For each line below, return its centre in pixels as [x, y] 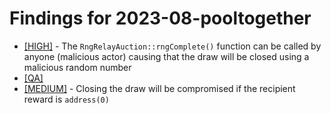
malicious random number [77, 67]
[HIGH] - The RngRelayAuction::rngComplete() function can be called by [172, 46]
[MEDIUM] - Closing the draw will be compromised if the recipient [159, 88]
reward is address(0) [66, 99]
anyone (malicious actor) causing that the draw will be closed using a [166, 56]
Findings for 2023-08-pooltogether [160, 18]
